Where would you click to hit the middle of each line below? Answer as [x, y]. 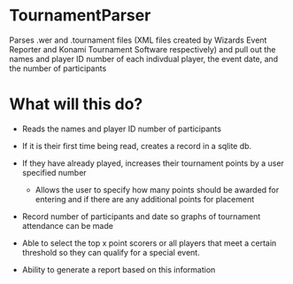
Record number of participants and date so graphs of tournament [141, 216]
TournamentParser [80, 16]
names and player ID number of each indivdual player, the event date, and [144, 59]
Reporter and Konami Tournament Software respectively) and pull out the [143, 49]
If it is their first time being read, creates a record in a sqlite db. [137, 146]
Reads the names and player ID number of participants [121, 129]
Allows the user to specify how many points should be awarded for [157, 189]
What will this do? [76, 104]
